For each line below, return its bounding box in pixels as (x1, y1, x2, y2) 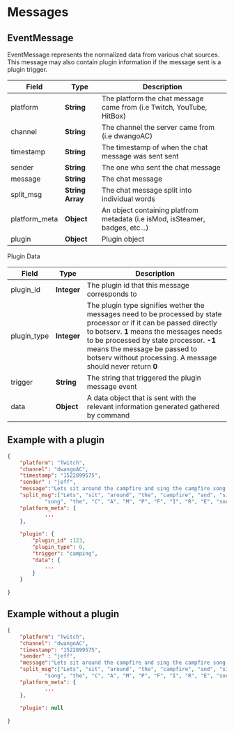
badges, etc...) (101, 223, 149, 232)
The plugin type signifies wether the (86, 301, 205, 310)
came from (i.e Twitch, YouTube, (101, 103, 208, 112)
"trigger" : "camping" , (32, 549, 98, 557)
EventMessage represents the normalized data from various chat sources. (7, 50, 220, 59)
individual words (101, 194, 155, 203)
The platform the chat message (101, 94, 204, 103)
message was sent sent (101, 152, 179, 161)
